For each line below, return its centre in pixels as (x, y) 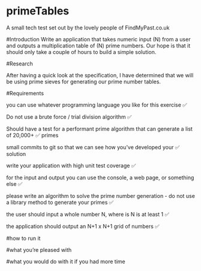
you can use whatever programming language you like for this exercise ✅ (97, 105)
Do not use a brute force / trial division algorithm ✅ (69, 117)
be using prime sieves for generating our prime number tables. (83, 82)
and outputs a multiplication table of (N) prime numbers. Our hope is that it (98, 46)
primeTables (38, 11)
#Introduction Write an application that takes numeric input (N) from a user (98, 39)
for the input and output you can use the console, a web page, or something (100, 177)
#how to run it (23, 238)
